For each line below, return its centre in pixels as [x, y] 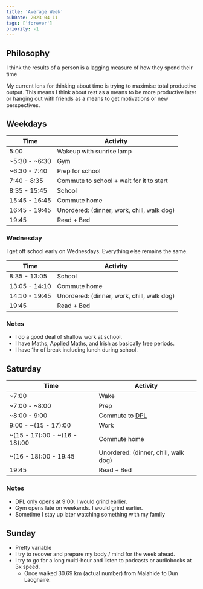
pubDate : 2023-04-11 [32, 18]
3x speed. [27, 567]
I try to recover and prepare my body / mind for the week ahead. [95, 554]
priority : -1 [23, 29]
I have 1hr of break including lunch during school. [76, 350]
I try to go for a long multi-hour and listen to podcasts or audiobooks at [103, 561]
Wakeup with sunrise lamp [94, 151]
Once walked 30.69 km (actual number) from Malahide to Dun [101, 573]
